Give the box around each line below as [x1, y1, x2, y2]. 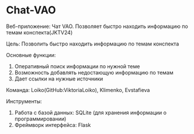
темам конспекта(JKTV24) [6, 29, 73, 36]
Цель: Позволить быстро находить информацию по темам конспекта [6, 40, 179, 47]
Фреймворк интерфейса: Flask [14, 121, 91, 128]
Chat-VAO [6, 3, 57, 17]
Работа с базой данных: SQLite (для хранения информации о [14, 109, 167, 116]
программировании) [14, 115, 67, 122]
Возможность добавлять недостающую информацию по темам [14, 69, 174, 76]
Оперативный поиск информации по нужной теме [14, 62, 140, 70]
